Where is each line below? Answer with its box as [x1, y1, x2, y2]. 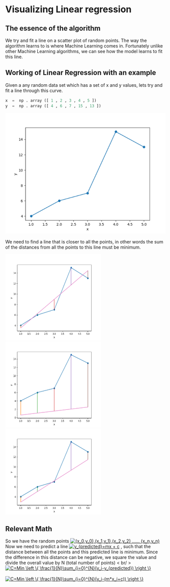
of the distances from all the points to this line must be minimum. [5, 244, 141, 250]
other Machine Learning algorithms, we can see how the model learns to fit [5, 48, 163, 54]
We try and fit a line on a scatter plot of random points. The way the [5, 37, 147, 43]
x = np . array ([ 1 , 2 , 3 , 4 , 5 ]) [5, 98, 97, 103]
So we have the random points [5, 538, 70, 544]
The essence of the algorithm [5, 24, 101, 33]
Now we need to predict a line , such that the [5, 544, 151, 550]
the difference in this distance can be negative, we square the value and [5, 554, 157, 560]
